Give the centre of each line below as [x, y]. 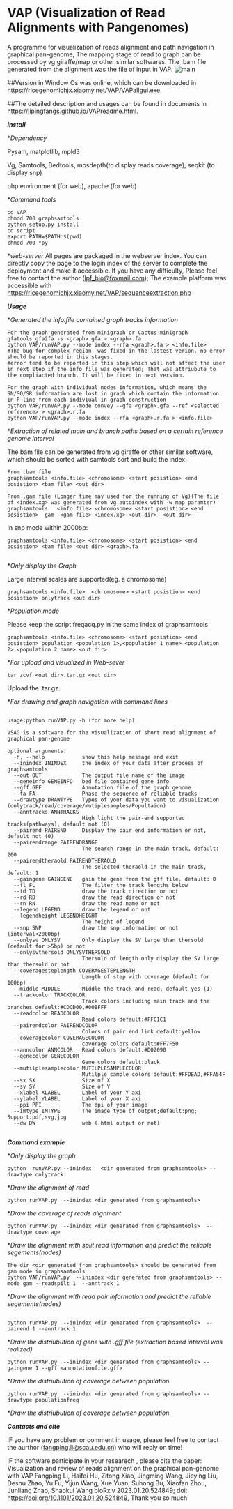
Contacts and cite [34, 1426]
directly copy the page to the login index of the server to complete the [107, 263]
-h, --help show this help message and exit [96, 757]
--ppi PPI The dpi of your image [81, 1105]
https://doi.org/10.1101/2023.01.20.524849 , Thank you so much [97, 1498]
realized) [20, 1349]
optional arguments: [37, 751]
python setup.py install [43, 225]
